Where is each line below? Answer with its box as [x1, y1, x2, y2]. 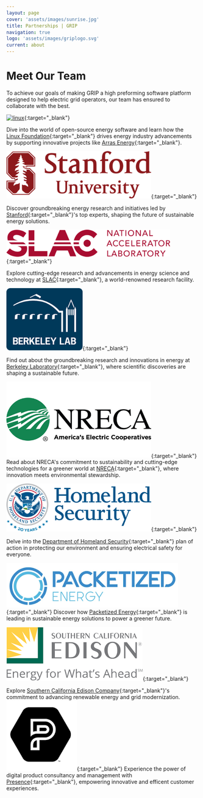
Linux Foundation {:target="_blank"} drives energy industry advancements [6, 132, 192, 140]
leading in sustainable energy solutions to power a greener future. [6, 615, 172, 622]
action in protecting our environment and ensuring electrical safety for [6, 544, 183, 551]
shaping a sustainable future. [6, 369, 79, 377]
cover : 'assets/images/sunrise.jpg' [6, 16, 99, 23]
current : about [6, 42, 45, 48]
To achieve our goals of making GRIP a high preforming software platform [6, 89, 191, 96]
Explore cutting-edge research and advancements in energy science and [6, 269, 190, 277]
